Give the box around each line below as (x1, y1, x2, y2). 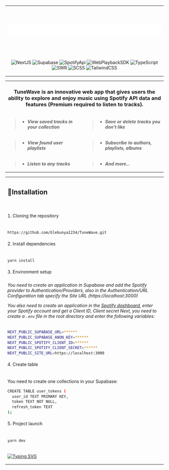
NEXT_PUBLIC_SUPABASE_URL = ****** (7, 329, 77, 334)
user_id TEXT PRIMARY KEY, (12, 394, 69, 399)
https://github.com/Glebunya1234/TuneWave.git (7, 230, 107, 235)
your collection (27, 124, 60, 130)
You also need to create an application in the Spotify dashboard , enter (7, 303, 153, 309)
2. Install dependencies (7, 240, 56, 247)
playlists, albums (105, 145, 142, 151)
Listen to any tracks (27, 161, 70, 167)
